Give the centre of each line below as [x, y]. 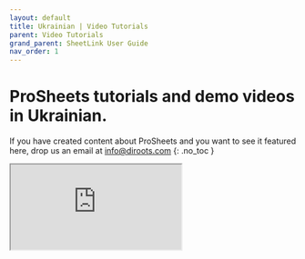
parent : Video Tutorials [56, 35]
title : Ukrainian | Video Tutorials [79, 26]
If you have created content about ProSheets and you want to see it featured [153, 141]
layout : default [40, 18]
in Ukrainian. [58, 116]
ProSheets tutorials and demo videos [152, 97]
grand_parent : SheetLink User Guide [79, 43]
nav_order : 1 [34, 52]
